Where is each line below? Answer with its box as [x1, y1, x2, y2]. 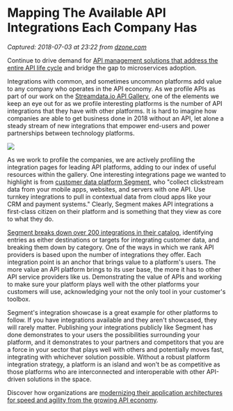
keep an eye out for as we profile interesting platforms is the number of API [7, 99, 223, 107]
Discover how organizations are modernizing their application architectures [7, 388, 223, 396]
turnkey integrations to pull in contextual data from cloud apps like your [7, 192, 211, 201]
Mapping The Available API [7, 5, 167, 21]
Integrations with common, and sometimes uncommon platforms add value [7, 77, 222, 85]
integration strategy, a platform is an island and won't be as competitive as [7, 360, 220, 369]
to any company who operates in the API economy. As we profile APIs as [7, 84, 216, 93]
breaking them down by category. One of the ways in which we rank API [7, 242, 214, 251]
